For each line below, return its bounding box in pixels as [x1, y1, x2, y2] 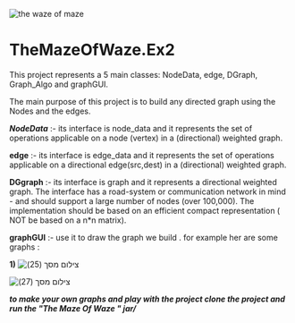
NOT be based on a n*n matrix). [9, 215, 127, 225]
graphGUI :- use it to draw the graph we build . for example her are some [9, 232, 279, 242]
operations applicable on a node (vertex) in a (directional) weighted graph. [9, 132, 283, 143]
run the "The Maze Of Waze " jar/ [9, 302, 137, 313]
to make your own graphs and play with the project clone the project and [9, 293, 286, 304]
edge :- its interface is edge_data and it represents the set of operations [9, 149, 274, 160]
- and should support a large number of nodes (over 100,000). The [9, 195, 255, 206]
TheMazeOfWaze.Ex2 [9, 40, 176, 60]
